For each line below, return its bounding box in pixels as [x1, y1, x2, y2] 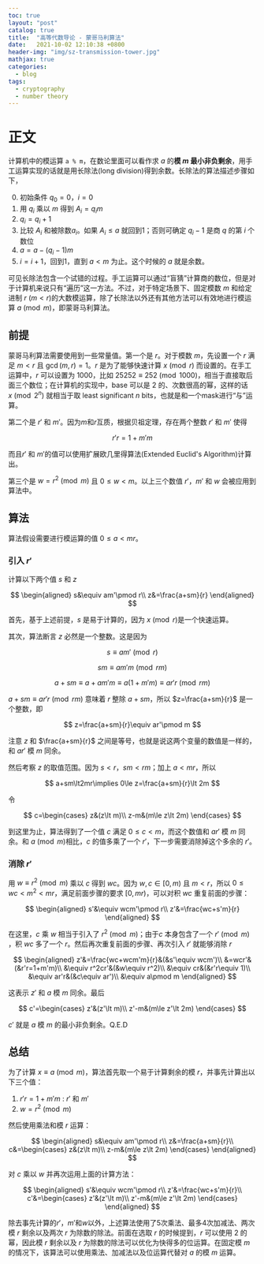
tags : [8, 77, 26, 85]
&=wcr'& [224, 955, 252, 964]
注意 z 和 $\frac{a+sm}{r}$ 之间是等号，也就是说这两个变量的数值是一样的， [8, 736, 256, 746]
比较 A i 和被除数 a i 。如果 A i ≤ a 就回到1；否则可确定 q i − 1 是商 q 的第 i [19, 226, 247, 237]
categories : [8, 63, 47, 71]
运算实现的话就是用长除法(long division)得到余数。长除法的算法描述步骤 [14, 166, 248, 176]
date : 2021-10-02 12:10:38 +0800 [8, 41, 125, 49]
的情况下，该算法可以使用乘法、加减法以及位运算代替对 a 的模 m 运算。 [8, 1247, 240, 1258]
